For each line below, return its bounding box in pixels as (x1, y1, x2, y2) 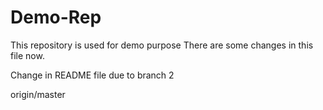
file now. (10, 49, 45, 61)
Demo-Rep (10, 6, 102, 29)
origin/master (10, 88, 66, 100)
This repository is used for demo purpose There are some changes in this (10, 39, 314, 51)
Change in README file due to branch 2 (10, 69, 175, 81)
